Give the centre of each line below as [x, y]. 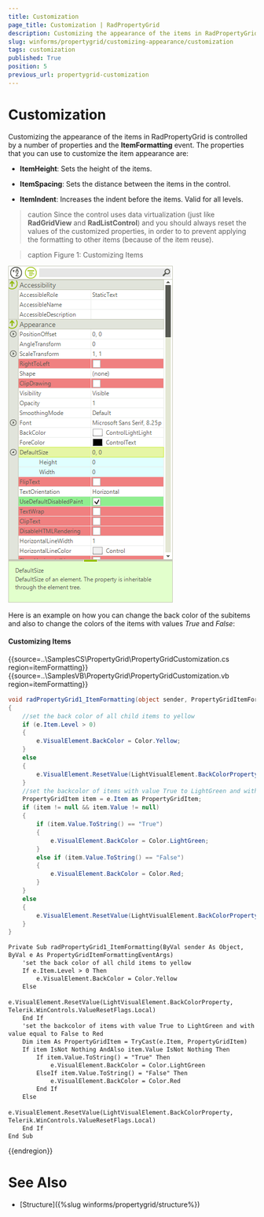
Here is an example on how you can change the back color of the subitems [129, 615]
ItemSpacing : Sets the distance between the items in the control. [125, 184]
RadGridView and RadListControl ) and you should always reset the [137, 223]
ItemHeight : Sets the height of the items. [86, 169]
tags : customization [42, 50]
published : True [35, 58]
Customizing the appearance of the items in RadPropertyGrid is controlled [128, 136]
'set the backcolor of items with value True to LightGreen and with [139, 1026]
